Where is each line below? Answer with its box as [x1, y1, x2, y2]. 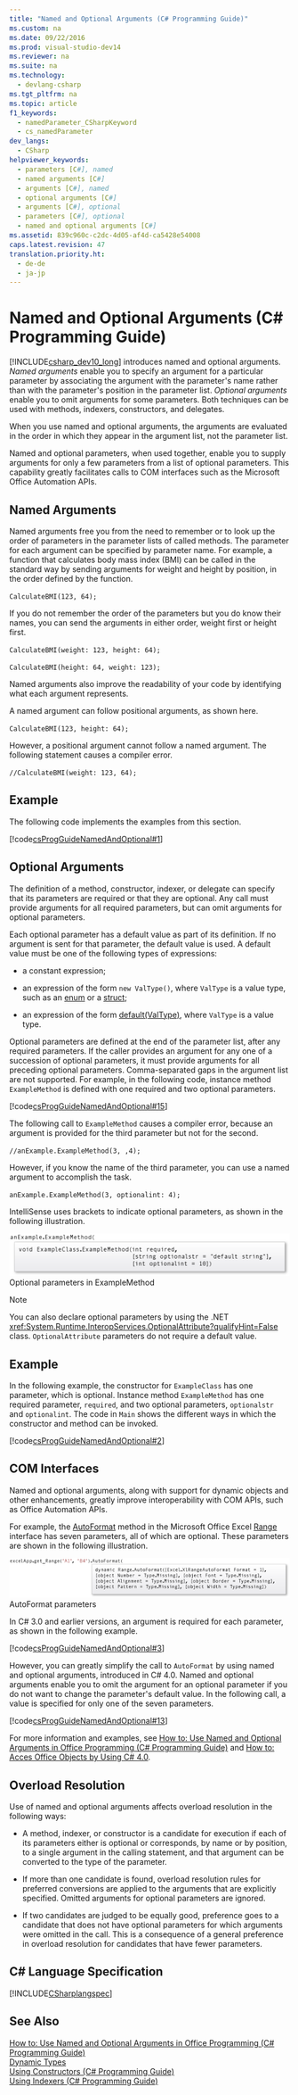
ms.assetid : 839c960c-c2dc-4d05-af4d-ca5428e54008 [9, 231, 201, 240]
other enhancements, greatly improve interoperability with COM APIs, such [9, 1495, 284, 1505]
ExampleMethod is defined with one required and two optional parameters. [9, 1083, 276, 1094]
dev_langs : [9, 137, 50, 146]
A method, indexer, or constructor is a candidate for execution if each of [21, 1828, 287, 1839]
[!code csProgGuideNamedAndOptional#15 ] [9, 1100, 168, 1111]
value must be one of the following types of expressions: [9, 948, 218, 958]
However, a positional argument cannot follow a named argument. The [9, 741, 267, 750]
